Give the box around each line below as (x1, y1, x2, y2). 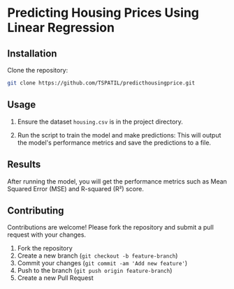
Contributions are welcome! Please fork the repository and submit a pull (7, 223, 214, 232)
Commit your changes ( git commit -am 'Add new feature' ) (17, 259, 188, 267)
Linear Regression (7, 20, 115, 36)
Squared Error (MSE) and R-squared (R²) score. (7, 184, 145, 193)
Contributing (7, 205, 64, 216)
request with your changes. (7, 230, 86, 239)
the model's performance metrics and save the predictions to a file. (17, 138, 212, 147)
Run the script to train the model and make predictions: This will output (17, 131, 221, 139)
